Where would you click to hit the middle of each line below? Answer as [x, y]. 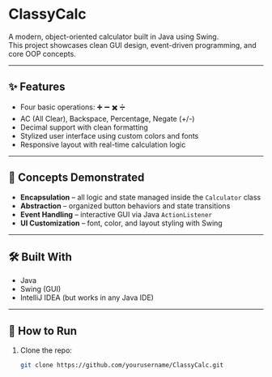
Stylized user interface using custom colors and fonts [109, 135]
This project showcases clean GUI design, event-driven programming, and [132, 45]
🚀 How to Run [43, 330]
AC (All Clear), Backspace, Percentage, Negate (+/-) [107, 118]
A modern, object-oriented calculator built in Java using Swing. [114, 36]
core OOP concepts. [42, 54]
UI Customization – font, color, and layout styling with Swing [121, 223]
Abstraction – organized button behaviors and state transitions [125, 206]
